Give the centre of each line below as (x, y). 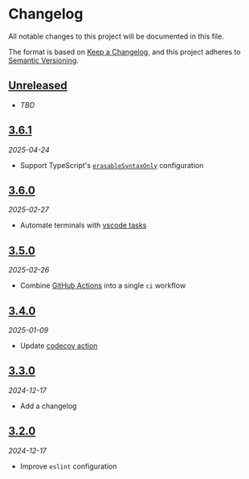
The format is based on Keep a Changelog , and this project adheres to (124, 51)
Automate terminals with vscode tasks (83, 225)
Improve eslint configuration (69, 466)
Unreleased (38, 86)
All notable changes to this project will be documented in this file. (116, 36)
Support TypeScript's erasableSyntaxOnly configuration (112, 165)
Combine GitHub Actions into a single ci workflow (103, 285)
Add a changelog (48, 406)
